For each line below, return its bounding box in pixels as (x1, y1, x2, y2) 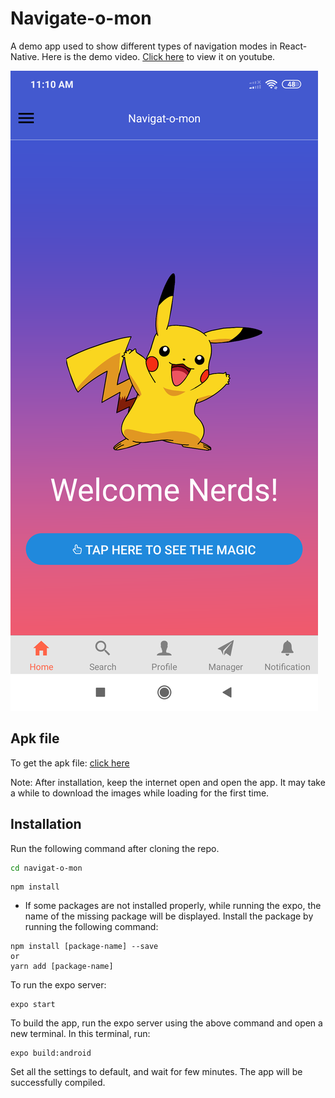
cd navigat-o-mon (10, 863, 83, 873)
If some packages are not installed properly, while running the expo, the (24, 900, 322, 912)
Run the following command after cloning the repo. (10, 842, 220, 854)
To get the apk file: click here (10, 757, 130, 769)
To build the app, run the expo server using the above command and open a (10, 1017, 323, 1029)
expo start (10, 1000, 56, 1010)
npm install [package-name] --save (10, 942, 159, 952)
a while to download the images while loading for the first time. (10, 787, 270, 799)
